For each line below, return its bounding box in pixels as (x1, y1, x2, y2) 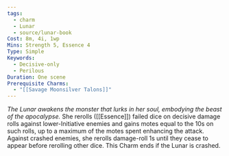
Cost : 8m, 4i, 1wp (7, 36, 60, 42)
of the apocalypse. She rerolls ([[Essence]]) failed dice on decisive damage (7, 112, 221, 120)
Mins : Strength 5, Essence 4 (7, 42, 91, 49)
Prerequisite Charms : (7, 80, 69, 87)
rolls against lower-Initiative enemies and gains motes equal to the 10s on (7, 120, 214, 128)
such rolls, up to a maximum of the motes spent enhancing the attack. (7, 127, 204, 135)
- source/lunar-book (13, 29, 72, 36)
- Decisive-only (13, 61, 60, 68)
